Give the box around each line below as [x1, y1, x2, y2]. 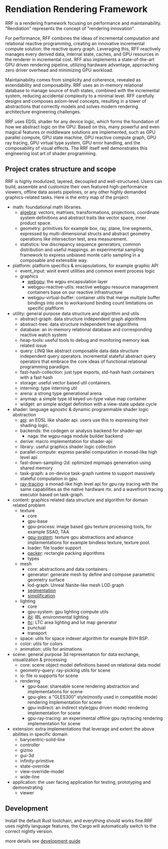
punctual [27, 624, 46, 630]
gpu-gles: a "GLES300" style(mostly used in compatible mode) [27, 694, 158, 700]
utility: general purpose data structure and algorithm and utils [12, 310, 139, 316]
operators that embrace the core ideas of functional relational [20, 358, 147, 364]
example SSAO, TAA [27, 529, 69, 535]
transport [27, 630, 47, 636]
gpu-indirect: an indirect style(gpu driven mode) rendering [27, 704, 148, 710]
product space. [20, 220, 52, 226]
